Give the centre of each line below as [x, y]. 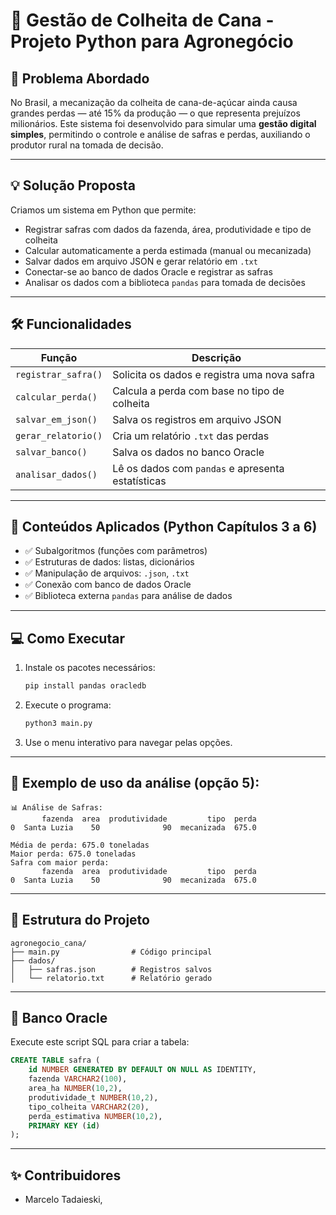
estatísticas [139, 481]
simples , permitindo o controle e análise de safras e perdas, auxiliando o [160, 134]
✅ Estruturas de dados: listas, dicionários [109, 562]
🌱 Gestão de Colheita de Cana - [142, 20]
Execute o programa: [68, 705]
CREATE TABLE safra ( [55, 1060]
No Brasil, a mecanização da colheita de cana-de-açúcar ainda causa [154, 102]
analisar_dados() [56, 474]
